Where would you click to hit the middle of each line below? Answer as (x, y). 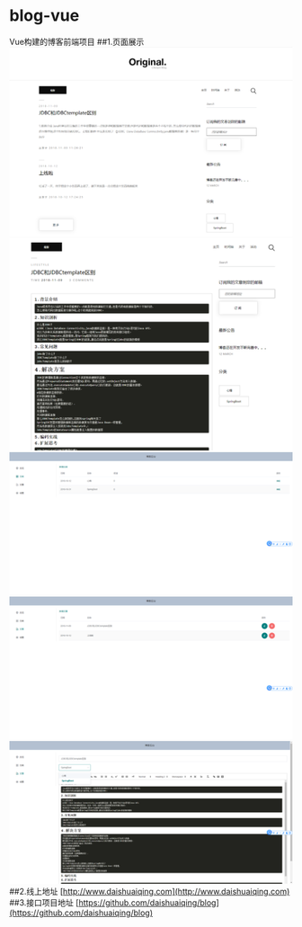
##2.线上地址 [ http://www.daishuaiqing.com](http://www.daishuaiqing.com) (150, 891)
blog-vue (44, 16)
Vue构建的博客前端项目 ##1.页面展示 (77, 41)
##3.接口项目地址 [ (44, 902)
